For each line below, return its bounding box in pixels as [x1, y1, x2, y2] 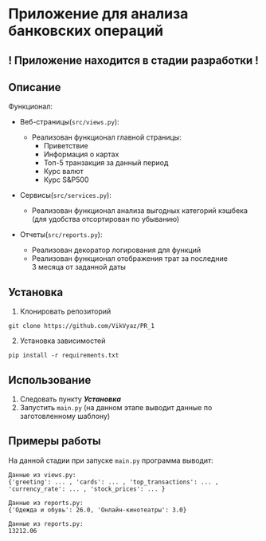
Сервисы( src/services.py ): [19, 191, 111, 200]
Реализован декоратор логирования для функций [31, 245, 201, 255]
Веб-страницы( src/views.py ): [19, 117, 119, 127]
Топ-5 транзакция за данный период [43, 158, 169, 168]
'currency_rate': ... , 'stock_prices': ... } [8, 484, 166, 493]
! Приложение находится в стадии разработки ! [8, 53, 259, 67]
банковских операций [8, 22, 164, 40]
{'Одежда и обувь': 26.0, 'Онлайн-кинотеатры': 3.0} [8, 506, 187, 514]
